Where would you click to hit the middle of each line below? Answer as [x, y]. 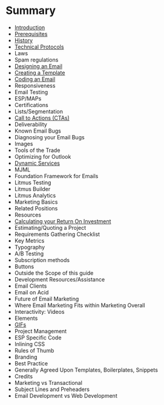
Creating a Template [40, 72]
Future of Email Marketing [47, 299]
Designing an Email [38, 66]
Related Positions [36, 208]
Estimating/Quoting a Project [50, 227]
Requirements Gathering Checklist [57, 234]
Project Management [41, 331]
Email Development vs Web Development [66, 395]
